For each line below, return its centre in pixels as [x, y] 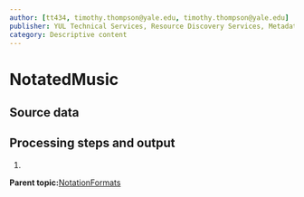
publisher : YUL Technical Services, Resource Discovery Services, [137, 26]
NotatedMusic [64, 79]
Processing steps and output [92, 143]
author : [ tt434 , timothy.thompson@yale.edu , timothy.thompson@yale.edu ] [149, 18]
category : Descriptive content [68, 34]
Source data [44, 113]
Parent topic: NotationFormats [65, 183]
